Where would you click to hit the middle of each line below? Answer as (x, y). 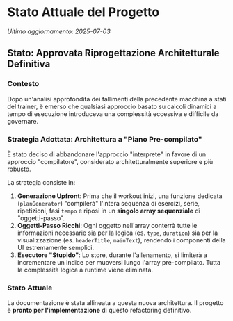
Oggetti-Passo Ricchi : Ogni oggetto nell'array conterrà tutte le (107, 225)
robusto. (19, 169)
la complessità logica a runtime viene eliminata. (85, 270)
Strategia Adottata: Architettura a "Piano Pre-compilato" (105, 139)
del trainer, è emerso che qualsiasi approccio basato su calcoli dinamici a (112, 106)
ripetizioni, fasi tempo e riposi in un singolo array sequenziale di (109, 211)
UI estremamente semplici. (56, 247)
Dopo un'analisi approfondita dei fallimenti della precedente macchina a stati (117, 99)
